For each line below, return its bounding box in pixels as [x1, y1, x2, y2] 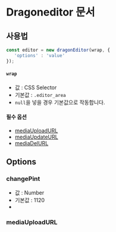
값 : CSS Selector [14, 84, 57, 91]
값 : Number [14, 189, 45, 196]
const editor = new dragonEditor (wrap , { [6, 47, 111, 53]
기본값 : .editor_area [14, 91, 67, 98]
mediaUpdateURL [14, 133, 58, 140]
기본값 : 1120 [14, 196, 45, 203]
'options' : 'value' [14, 52, 65, 58]
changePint [6, 175, 40, 183]
